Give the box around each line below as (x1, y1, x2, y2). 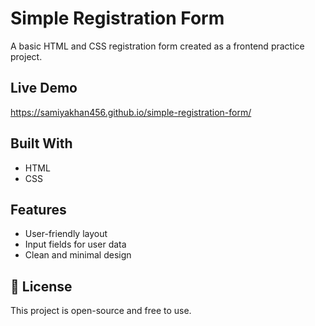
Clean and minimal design (24, 249, 132, 261)
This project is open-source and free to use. (10, 305, 192, 317)
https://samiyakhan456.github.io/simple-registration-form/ (10, 106, 252, 118)
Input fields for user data (24, 238, 127, 251)
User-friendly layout (24, 228, 108, 240)
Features (10, 201, 67, 218)
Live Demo (10, 80, 78, 97)
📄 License (10, 278, 73, 295)
